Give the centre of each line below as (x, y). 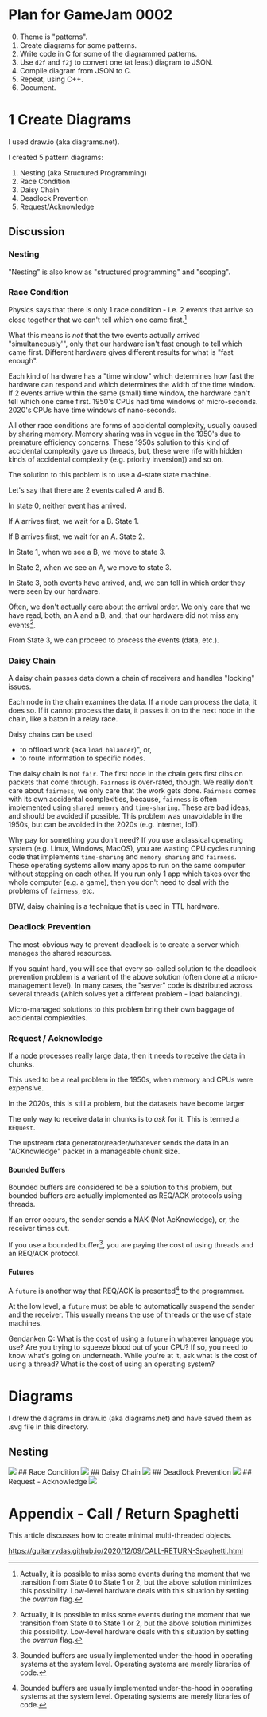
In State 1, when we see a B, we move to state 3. (87, 552)
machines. (25, 1323)
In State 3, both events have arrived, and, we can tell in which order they (127, 583)
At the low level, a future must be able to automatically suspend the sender (132, 1306)
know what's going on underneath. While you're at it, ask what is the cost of (133, 1355)
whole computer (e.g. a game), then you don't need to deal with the (119, 882)
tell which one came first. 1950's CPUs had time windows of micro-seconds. (133, 401)
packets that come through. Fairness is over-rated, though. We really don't (130, 782)
